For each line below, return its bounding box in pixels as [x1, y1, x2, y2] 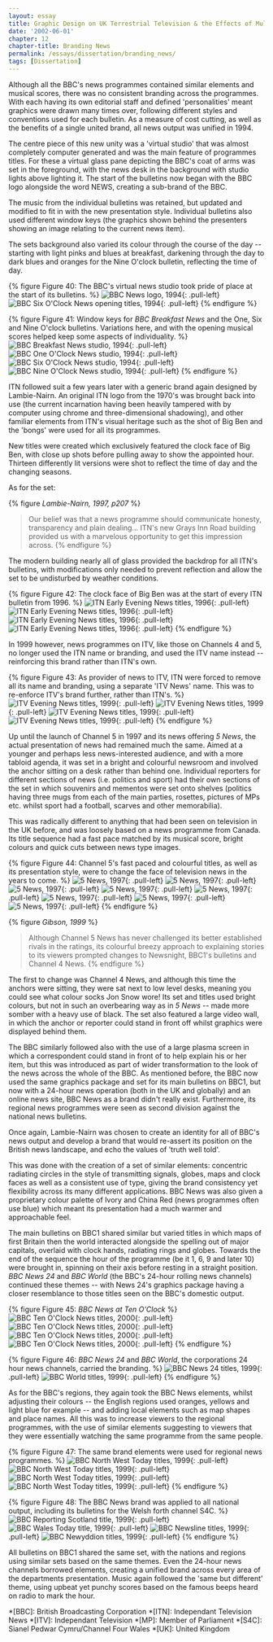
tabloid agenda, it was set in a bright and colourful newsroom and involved [8, 757, 258, 767]
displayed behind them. [8, 1027, 87, 1036]
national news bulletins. [8, 1111, 88, 1121]
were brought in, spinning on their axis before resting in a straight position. [8, 1263, 258, 1272]
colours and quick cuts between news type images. [8, 842, 181, 852]
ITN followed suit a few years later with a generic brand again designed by [8, 382, 258, 392]
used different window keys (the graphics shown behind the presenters [8, 215, 248, 225]
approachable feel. [8, 1212, 71, 1222]
